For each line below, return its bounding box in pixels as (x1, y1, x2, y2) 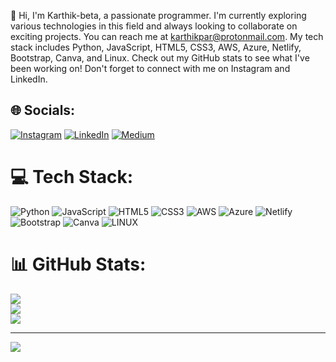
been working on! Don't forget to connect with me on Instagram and (10, 63, 291, 74)
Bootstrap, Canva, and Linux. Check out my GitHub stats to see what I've (10, 52, 310, 64)
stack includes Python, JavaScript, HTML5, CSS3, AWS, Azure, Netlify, (10, 41, 302, 53)
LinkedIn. (10, 73, 48, 85)
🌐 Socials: (10, 102, 76, 119)
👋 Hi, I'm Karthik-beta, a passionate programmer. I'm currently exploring (10, 10, 307, 21)
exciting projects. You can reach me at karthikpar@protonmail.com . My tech (10, 31, 324, 42)
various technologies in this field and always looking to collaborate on (10, 20, 298, 32)
